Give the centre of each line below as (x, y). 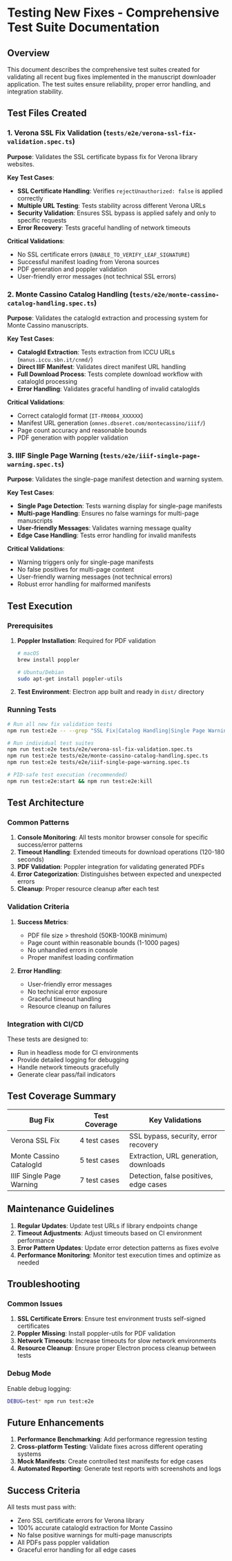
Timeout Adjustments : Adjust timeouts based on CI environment (109, 1233)
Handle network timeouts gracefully (68, 1067)
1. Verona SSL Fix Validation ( (57, 133)
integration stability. (35, 92)
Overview (29, 53)
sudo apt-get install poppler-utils (70, 679)
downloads (147, 1164)
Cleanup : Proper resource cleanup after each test (88, 889)
